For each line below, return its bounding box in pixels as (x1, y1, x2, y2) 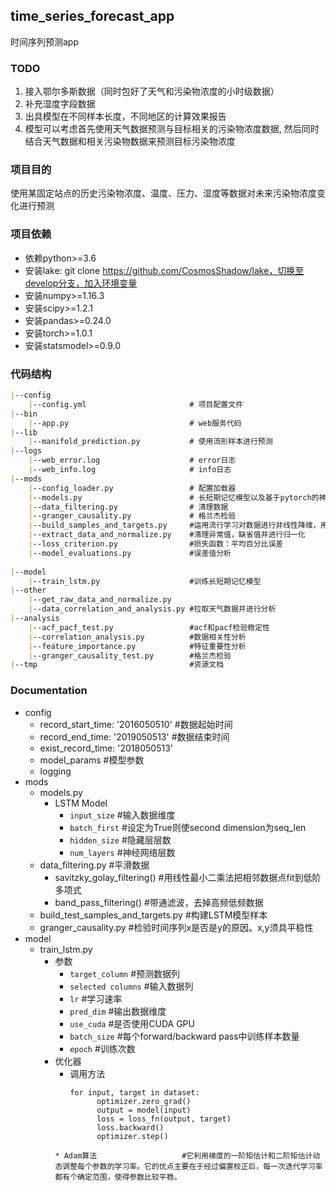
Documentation (10, 684, 88, 698)
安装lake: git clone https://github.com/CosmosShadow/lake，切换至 (24, 264, 305, 276)
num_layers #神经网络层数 (69, 846, 176, 858)
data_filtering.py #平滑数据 (39, 859, 150, 871)
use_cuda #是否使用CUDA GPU (69, 1017, 195, 1029)
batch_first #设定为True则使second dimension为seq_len (69, 821, 307, 833)
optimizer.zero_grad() (96, 1096, 192, 1106)
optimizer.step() (96, 1131, 169, 1141)
